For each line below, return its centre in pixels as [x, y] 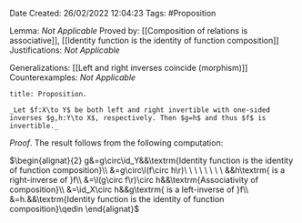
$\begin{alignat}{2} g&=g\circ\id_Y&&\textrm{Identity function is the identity [151, 160]
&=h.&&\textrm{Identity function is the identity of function [117, 199]
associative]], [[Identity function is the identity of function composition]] [144, 41]
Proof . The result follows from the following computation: [116, 143]
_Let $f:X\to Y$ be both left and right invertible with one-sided [140, 110]
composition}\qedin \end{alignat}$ [74, 209]
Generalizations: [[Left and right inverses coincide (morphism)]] [129, 68]
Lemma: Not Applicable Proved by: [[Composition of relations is [129, 30]
